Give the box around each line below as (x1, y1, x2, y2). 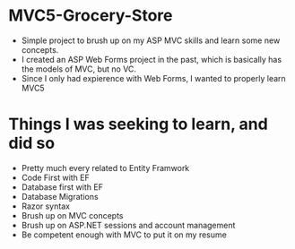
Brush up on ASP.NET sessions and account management (21, 219, 236, 230)
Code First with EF (21, 172, 91, 183)
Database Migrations (21, 191, 100, 202)
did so (8, 133, 56, 153)
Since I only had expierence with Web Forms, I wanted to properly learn (21, 73, 286, 83)
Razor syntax (21, 201, 71, 211)
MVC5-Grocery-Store (8, 5, 173, 26)
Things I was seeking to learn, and (8, 114, 268, 134)
